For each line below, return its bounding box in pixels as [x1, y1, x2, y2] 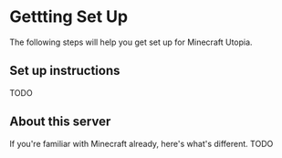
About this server [9, 114, 111, 130]
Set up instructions [9, 63, 120, 79]
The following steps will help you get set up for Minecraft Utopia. [9, 37, 253, 47]
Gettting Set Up [9, 6, 129, 27]
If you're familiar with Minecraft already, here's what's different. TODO [9, 138, 274, 149]
